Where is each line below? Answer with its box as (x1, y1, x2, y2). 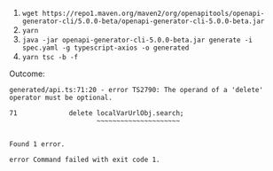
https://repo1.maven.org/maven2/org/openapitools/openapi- (42, 9, 265, 18)
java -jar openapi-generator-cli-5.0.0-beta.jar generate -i (21, 35, 253, 44)
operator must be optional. (9, 93, 113, 102)
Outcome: (9, 68, 46, 79)
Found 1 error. (9, 140, 66, 149)
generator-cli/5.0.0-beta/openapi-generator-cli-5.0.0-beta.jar (21, 17, 265, 26)
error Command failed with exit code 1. (9, 155, 161, 164)
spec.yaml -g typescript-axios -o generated (21, 43, 190, 52)
